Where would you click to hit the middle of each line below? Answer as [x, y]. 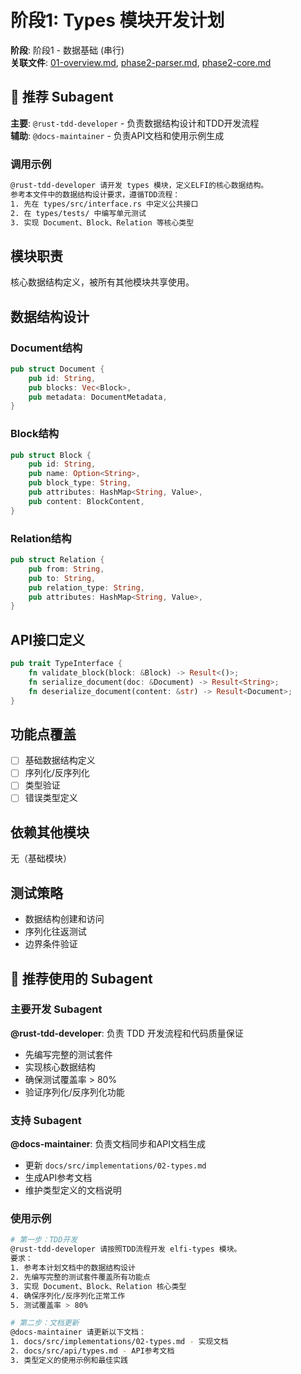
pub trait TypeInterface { [66, 664]
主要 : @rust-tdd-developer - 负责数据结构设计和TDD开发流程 [135, 123]
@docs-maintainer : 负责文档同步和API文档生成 [108, 1144]
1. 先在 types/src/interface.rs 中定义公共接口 [104, 204]
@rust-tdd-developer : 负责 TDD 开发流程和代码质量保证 [127, 1033]
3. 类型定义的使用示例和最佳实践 [69, 1360]
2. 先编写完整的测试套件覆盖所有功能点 [80, 1277]
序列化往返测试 [55, 932]
